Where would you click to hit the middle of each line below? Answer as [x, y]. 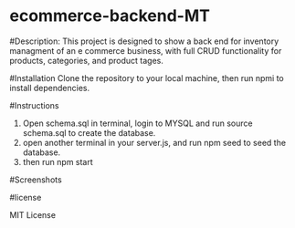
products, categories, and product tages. [87, 60]
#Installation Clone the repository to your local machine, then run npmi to [147, 78]
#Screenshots [36, 180]
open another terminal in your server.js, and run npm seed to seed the [154, 142]
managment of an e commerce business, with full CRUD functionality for [146, 50]
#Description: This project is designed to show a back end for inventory [144, 41]
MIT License [33, 214]
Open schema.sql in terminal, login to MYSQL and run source [137, 123]
